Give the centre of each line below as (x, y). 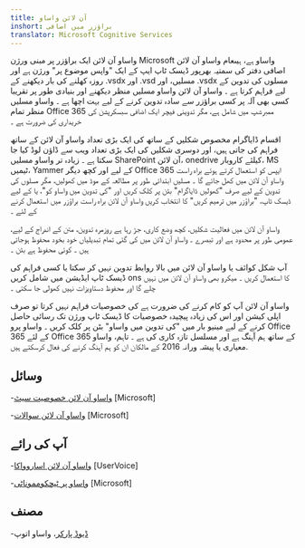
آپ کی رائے (38, 443)
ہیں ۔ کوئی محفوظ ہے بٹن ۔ (50, 249)
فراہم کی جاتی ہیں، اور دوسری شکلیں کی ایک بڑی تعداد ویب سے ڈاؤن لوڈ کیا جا (144, 149)
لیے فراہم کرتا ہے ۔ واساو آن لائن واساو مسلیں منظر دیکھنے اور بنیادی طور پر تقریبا (148, 91)
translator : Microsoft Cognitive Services (91, 34)
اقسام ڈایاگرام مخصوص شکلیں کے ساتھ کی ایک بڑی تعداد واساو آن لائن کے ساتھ (146, 139)
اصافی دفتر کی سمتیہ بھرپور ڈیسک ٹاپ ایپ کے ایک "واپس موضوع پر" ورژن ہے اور (148, 71)
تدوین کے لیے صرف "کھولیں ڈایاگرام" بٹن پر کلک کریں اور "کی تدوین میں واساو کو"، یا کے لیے (145, 190)
